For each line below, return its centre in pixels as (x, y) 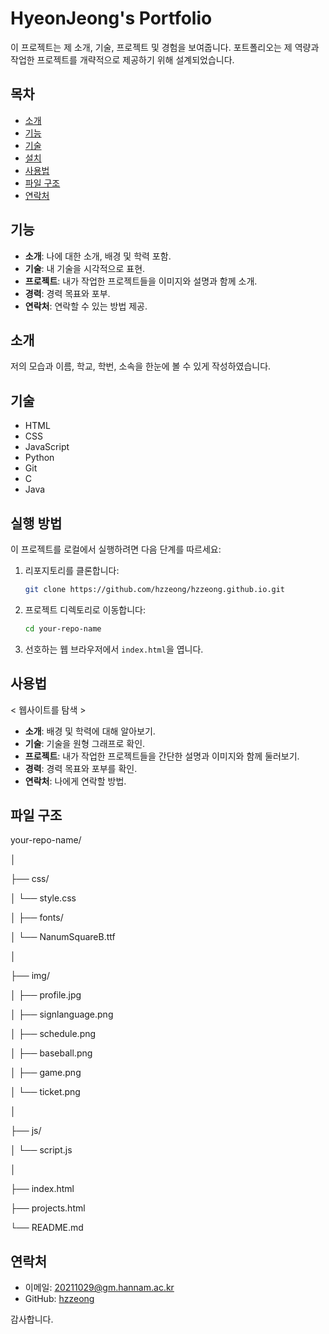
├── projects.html (48, 1208)
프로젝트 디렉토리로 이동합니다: (85, 609)
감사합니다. (32, 1319)
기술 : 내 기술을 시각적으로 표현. (85, 268)
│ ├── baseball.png (51, 1053)
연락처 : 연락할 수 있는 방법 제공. (86, 306)
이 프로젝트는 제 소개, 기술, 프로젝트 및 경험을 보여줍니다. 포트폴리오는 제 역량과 (165, 47)
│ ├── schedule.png (53, 1034)
